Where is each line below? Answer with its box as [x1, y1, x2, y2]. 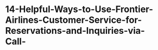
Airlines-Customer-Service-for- [5, 14, 142, 26]
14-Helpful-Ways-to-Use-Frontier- [5, 4, 153, 15]
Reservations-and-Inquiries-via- [5, 25, 145, 36]
